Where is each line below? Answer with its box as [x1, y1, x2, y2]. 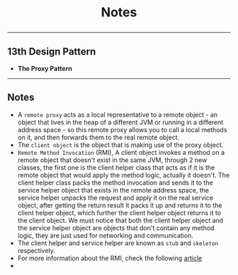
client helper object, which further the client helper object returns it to [17, 208, 222, 217]
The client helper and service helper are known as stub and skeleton [17, 239, 218, 247]
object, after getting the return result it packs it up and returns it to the [17, 200, 222, 210]
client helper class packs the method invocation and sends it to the [17, 178, 214, 187]
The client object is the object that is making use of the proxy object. [17, 140, 224, 149]
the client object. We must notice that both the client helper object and [17, 216, 224, 225]
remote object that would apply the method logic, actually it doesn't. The [17, 171, 230, 179]
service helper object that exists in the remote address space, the [17, 185, 210, 194]
